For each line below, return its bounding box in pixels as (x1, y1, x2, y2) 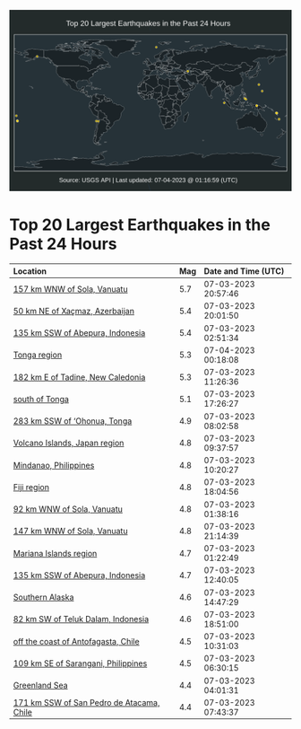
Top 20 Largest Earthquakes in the (9, 215, 271, 234)
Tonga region (13, 349, 63, 360)
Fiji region (13, 481, 50, 492)
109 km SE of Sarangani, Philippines (13, 657, 148, 669)
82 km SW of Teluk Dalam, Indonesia (13, 614, 150, 625)
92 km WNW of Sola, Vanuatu (13, 504, 124, 514)
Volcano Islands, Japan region (13, 437, 125, 449)
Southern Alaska (13, 592, 74, 602)
